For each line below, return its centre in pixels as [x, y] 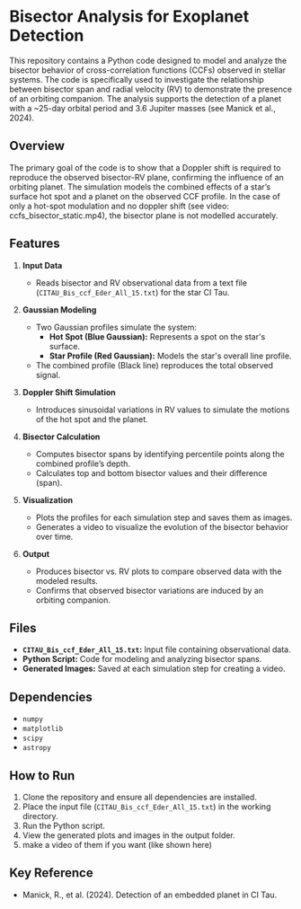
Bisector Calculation [61, 437]
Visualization [48, 499]
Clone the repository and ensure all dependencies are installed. [140, 797]
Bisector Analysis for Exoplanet [129, 17]
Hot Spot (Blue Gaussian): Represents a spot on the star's [157, 336]
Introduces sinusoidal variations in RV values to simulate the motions [163, 410]
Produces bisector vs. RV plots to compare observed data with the [159, 571]
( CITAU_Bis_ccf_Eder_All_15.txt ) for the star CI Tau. [133, 292]
